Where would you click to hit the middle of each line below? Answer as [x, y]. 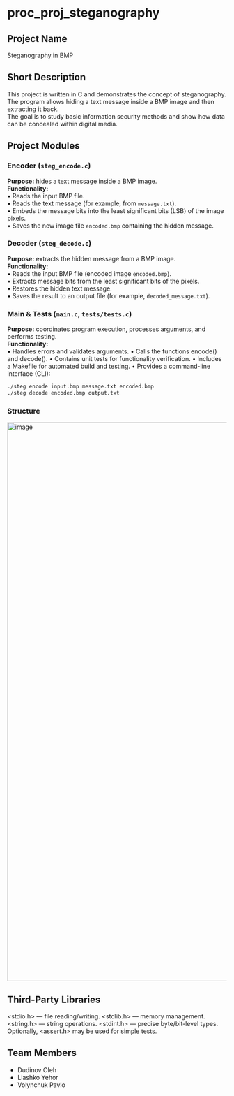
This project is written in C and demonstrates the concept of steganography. [117, 94]
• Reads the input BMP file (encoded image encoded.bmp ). [89, 273]
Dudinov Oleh [37, 1069]
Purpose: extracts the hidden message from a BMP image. [92, 258]
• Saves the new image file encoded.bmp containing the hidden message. [111, 226]
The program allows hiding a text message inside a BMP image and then [111, 101]
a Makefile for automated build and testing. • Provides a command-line [109, 366]
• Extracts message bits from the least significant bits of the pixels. [103, 281]
